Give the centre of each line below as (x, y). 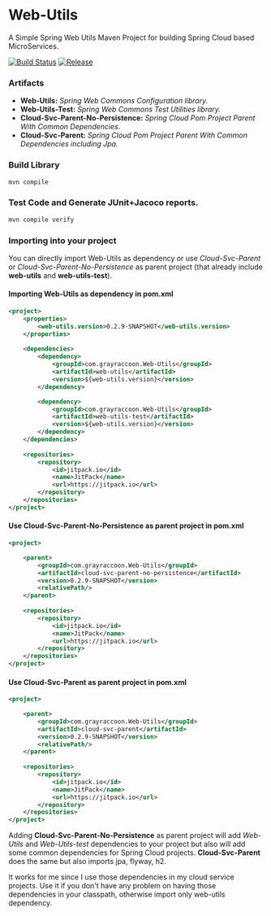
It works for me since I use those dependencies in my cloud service (121, 877)
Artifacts (26, 83)
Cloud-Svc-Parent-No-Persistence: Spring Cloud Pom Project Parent (138, 118)
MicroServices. (34, 46)
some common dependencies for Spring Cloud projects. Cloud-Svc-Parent (135, 853)
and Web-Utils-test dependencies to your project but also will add (135, 844)
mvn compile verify (41, 220)
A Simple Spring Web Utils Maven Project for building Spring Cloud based (131, 37)
